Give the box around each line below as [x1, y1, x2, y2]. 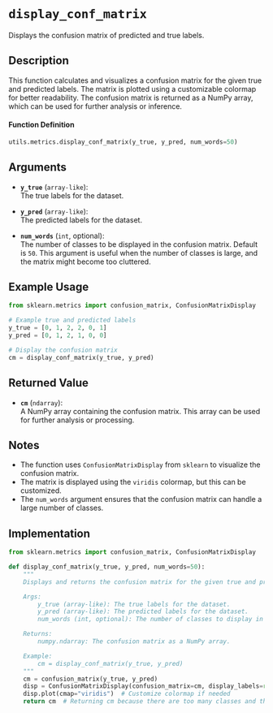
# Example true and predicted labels [8, 316, 136, 325]
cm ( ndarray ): [19, 397, 63, 408]
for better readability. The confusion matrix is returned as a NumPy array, [8, 93, 253, 102]
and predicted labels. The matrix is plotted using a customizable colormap [8, 84, 257, 93]
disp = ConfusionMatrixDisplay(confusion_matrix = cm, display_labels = [23, 682, 264, 690]
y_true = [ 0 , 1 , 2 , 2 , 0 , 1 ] [8, 324, 107, 332]
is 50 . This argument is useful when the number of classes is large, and [19, 248, 258, 257]
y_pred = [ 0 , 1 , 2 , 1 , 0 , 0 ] [8, 331, 107, 339]
